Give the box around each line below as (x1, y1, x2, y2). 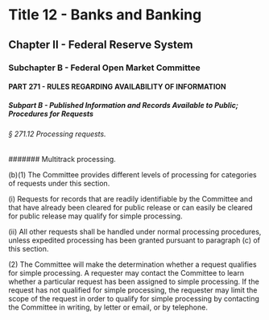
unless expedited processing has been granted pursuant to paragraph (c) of (8, 235, 260, 245)
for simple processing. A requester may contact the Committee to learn (8, 268, 244, 277)
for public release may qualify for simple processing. (8, 211, 183, 221)
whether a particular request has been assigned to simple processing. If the (8, 276, 259, 286)
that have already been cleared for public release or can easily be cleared (8, 202, 253, 212)
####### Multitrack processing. (8, 154, 117, 164)
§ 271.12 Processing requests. (8, 129, 106, 139)
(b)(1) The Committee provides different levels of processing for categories (8, 169, 257, 179)
